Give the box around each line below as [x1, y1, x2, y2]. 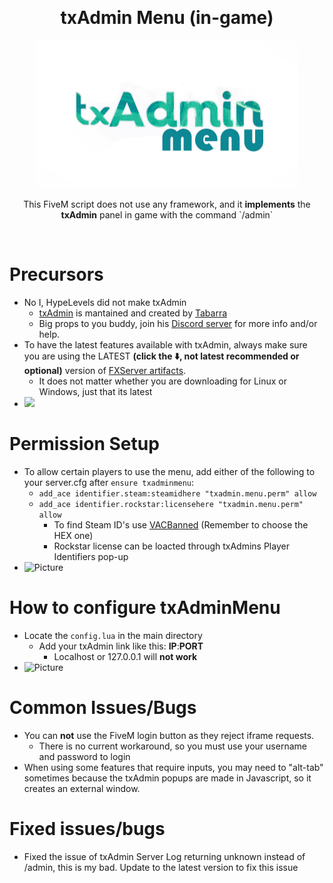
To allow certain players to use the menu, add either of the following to [23, 465, 316, 477]
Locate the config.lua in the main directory [23, 629, 203, 641]
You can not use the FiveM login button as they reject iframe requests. [23, 729, 315, 741]
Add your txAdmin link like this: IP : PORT [38, 640, 204, 652]
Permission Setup [9, 433, 160, 456]
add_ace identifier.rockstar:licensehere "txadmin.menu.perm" [38, 499, 304, 509]
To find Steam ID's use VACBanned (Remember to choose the [53, 518, 309, 531]
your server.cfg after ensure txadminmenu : [23, 476, 195, 488]
